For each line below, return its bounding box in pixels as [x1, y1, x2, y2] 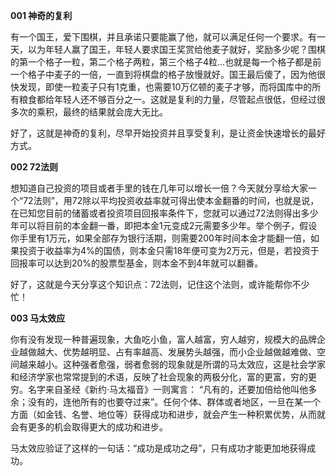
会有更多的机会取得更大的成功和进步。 [10, 421, 168, 433]
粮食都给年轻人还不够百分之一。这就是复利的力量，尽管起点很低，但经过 [18, 94, 317, 105]
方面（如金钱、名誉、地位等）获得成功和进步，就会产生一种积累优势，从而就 [10, 409, 326, 420]
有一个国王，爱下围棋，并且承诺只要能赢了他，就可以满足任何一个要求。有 [10, 31, 317, 43]
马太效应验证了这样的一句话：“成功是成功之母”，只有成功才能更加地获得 [10, 442, 308, 454]
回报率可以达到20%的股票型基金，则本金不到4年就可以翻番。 [10, 257, 264, 269]
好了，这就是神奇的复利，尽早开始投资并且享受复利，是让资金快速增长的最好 [10, 127, 326, 139]
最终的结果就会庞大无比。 [62, 106, 168, 118]
